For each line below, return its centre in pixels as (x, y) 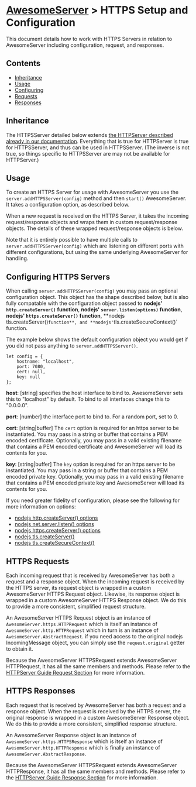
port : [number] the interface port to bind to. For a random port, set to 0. (92, 417)
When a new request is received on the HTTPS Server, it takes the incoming (97, 216)
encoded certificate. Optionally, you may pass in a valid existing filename (94, 441)
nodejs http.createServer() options (56, 518)
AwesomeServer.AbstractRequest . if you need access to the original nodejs (94, 636)
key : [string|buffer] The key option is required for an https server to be (91, 464)
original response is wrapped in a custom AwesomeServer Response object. (98, 717)
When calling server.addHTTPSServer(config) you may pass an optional (92, 291)
